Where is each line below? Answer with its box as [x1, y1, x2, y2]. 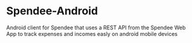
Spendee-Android [6, 4, 98, 18]
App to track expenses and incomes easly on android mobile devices [6, 30, 178, 37]
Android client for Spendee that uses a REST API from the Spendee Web [6, 24, 186, 31]
